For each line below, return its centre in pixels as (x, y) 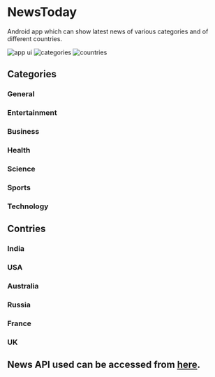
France (19, 323)
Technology (28, 206)
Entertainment (32, 113)
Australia (23, 286)
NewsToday (42, 12)
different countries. (35, 38)
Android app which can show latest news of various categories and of (108, 31)
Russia (19, 305)
